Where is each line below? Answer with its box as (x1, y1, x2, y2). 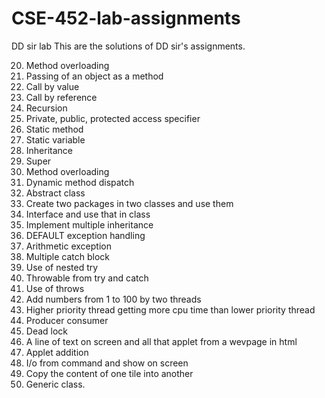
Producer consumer (25, 314, 109, 326)
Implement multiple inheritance (25, 218, 154, 231)
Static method (25, 123, 84, 135)
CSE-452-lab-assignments (11, 7, 241, 30)
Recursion (25, 102, 68, 114)
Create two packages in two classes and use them (25, 197, 234, 209)
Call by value (25, 80, 80, 92)
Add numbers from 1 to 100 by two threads (25, 293, 202, 305)
